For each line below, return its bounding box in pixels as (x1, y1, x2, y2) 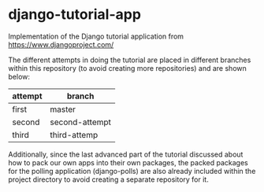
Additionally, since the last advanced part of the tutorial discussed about (8, 150, 244, 159)
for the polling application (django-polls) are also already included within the (8, 166, 256, 175)
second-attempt (50, 116, 112, 127)
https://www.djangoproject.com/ (8, 39, 114, 49)
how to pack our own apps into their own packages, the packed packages (8, 157, 248, 167)
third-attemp (50, 129, 99, 140)
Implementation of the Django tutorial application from (8, 31, 184, 41)
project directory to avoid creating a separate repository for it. (8, 175, 209, 184)
